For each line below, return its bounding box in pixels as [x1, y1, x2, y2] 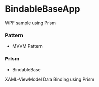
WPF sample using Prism [5, 20, 56, 26]
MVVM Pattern [12, 43, 43, 49]
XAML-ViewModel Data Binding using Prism [5, 76, 95, 82]
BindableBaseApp [5, 3, 80, 15]
